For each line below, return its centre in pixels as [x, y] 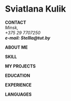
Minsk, [12, 27]
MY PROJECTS [21, 66]
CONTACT [16, 22]
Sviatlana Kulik [35, 9]
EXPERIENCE [18, 85]
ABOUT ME [16, 47]
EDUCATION [18, 75]
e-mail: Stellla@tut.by [28, 38]
